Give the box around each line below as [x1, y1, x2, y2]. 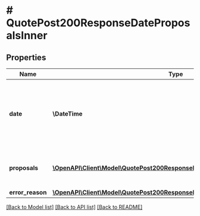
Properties [6, 52, 46, 62]
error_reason [9, 188, 47, 196]
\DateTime [52, 110, 83, 117]
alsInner [6, 29, 48, 42]
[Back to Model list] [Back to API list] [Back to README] [6, 204, 143, 211]
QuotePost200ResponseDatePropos [6, 16, 190, 30]
